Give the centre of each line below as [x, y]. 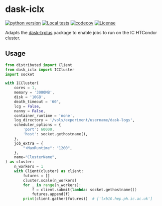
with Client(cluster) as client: [49, 171]
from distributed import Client [39, 65]
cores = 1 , [25, 88]
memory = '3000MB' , [34, 93]
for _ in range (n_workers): [52, 185]
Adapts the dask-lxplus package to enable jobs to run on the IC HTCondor [81, 32]
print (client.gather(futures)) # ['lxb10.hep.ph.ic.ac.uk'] [88, 199]
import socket [20, 74]
